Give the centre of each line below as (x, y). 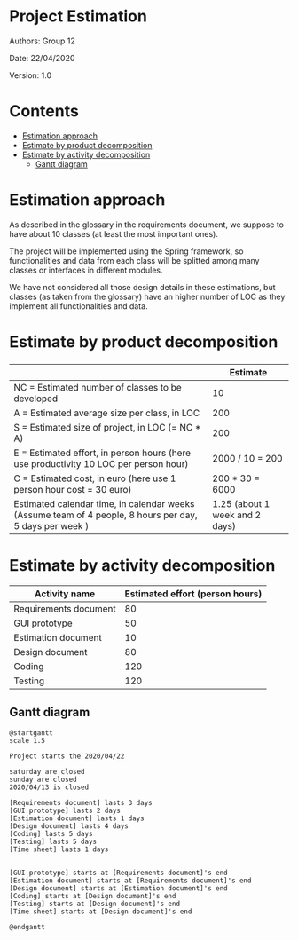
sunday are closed (43, 779)
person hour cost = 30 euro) (73, 489)
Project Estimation (78, 16)
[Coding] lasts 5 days (51, 833)
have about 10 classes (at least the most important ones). (114, 233)
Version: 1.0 (31, 75)
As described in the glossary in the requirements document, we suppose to (147, 225)
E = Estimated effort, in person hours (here (102, 453)
